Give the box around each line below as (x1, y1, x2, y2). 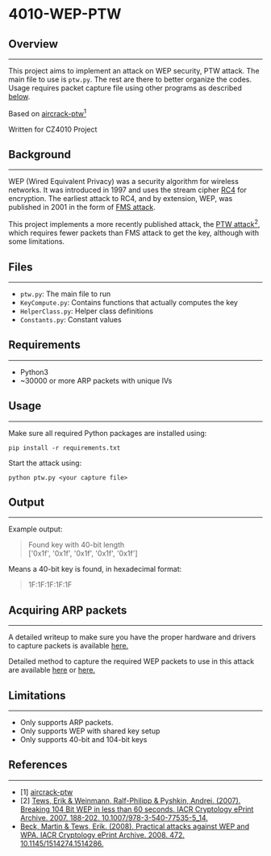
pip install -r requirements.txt (8, 443, 121, 452)
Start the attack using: (8, 458, 82, 468)
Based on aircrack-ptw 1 (8, 107, 87, 118)
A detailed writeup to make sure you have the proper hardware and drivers (8, 632, 256, 642)
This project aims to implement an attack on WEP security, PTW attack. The (8, 66, 260, 75)
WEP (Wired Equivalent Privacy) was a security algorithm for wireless (8, 177, 240, 187)
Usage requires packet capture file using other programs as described (8, 83, 242, 93)
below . (8, 92, 31, 101)
